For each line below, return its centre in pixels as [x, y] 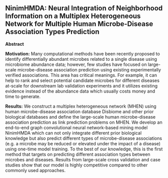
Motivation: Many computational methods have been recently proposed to [82, 54]
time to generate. [23, 96]
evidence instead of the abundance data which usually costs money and [80, 91]
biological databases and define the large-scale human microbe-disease [80, 117]
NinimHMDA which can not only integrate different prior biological [73, 133]
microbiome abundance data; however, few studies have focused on [76, 64]
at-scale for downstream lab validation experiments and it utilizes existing [81, 85]
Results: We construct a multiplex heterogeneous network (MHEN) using [81, 106]
